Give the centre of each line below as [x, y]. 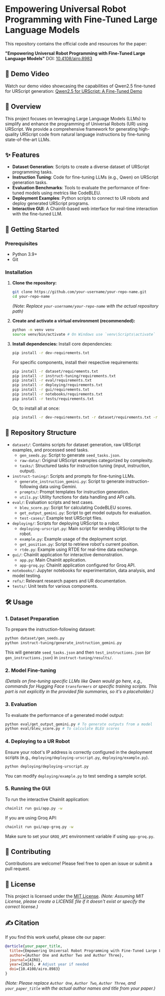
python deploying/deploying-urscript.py [47, 766]
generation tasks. [30, 182]
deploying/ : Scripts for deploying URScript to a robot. [66, 523]
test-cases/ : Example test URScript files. [61, 518]
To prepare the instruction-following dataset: [50, 629]
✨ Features [22, 155]
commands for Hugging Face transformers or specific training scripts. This [81, 686]
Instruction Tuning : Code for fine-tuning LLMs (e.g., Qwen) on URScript [85, 177]
